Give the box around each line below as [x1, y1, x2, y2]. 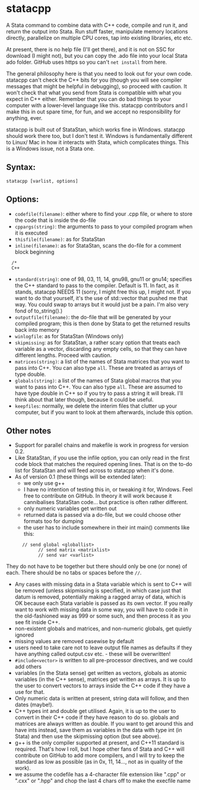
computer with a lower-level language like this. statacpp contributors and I [6, 101, 188, 109]
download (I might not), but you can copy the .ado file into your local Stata [6, 52, 188, 59]
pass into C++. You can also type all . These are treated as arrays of [14, 364, 183, 371]
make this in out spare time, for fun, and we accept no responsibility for [6, 108, 181, 115]
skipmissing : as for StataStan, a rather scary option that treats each [14, 339, 181, 346]
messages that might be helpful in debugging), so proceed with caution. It [6, 82, 187, 90]
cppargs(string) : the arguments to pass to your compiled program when [14, 223, 193, 230]
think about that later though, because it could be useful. [14, 396, 154, 403]
